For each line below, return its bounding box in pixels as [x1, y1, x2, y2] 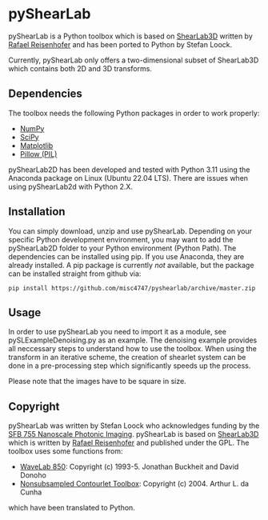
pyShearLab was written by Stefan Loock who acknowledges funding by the [8, 421, 260, 430]
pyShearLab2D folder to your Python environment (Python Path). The [8, 243, 237, 253]
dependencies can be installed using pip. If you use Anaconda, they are [8, 251, 245, 261]
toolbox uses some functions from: [8, 446, 123, 456]
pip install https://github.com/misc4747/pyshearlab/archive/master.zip [8, 284, 256, 292]
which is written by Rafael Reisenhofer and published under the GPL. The [8, 438, 250, 448]
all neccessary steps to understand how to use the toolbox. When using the [8, 344, 258, 354]
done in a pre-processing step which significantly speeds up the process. [8, 361, 251, 370]
